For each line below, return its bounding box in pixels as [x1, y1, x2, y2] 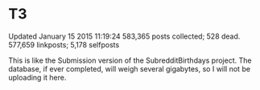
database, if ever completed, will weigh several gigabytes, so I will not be [8, 63, 251, 73]
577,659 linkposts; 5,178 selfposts [8, 39, 120, 49]
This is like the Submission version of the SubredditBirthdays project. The [8, 55, 252, 65]
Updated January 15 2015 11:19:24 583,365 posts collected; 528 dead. [8, 31, 241, 41]
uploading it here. [8, 72, 67, 82]
